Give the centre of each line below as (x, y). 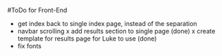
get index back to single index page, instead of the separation (107, 23)
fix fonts (30, 46)
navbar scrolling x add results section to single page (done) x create (116, 31)
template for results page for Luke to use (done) (87, 38)
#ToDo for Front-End (37, 10)
